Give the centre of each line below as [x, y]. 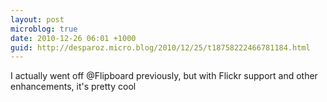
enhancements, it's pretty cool [73, 87]
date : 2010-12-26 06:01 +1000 [73, 38]
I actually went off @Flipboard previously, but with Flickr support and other [164, 76]
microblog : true [44, 29]
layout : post [37, 19]
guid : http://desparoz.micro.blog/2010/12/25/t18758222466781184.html [160, 47]
